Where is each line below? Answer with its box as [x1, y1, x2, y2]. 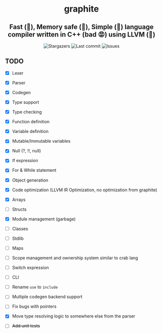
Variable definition [12, 129, 49, 134]
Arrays [12, 197, 26, 202]
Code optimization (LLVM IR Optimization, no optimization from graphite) [12, 187, 158, 193]
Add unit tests [12, 323, 40, 329]
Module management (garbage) [12, 216, 76, 222]
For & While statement [12, 167, 57, 173]
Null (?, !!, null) [12, 148, 41, 154]
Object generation [12, 177, 49, 183]
